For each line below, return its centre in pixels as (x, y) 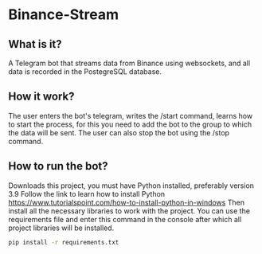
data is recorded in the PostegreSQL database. (85, 72)
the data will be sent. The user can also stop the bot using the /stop (119, 132)
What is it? (35, 44)
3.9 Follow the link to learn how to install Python (87, 193)
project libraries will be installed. (61, 228)
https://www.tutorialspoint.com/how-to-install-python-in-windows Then (127, 202)
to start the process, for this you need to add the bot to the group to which (130, 124)
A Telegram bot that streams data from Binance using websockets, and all (129, 63)
